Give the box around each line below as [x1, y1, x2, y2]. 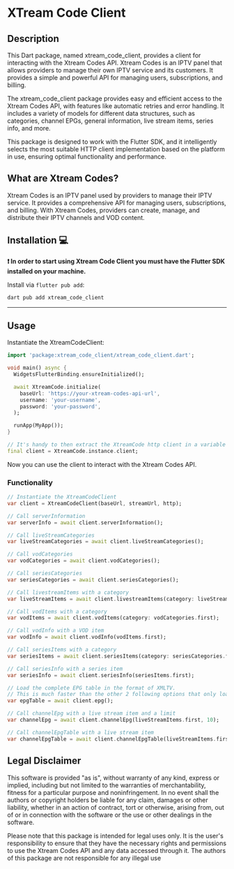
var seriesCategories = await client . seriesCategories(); [7, 576, 179, 584]
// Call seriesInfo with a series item [7, 665, 123, 672]
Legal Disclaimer [7, 755, 81, 767]
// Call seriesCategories [7, 570, 82, 577]
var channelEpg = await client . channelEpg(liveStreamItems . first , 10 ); [7, 717, 219, 724]
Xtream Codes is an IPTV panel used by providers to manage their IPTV [7, 191, 212, 200]
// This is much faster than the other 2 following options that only [7, 691, 217, 698]
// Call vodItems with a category [7, 608, 108, 615]
